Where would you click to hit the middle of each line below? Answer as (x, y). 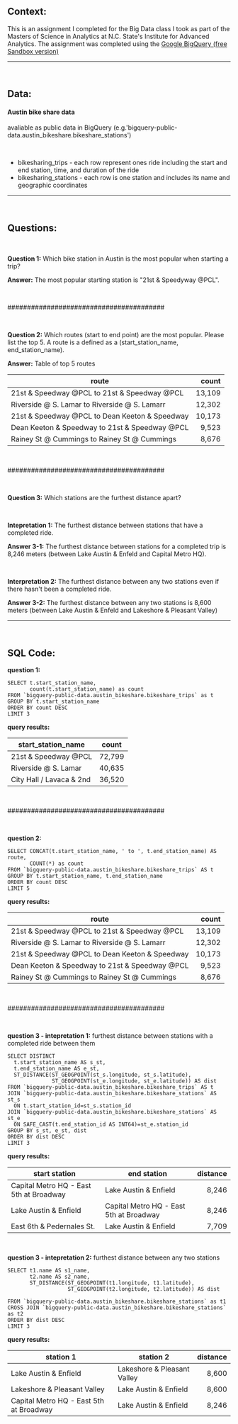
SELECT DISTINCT (31, 1056)
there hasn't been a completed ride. (59, 589)
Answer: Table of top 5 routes (51, 363)
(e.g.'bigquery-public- (145, 128)
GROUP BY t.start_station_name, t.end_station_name (85, 876)
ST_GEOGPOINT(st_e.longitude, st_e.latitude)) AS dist (135, 1081)
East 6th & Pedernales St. (53, 1226)
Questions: (32, 228)
